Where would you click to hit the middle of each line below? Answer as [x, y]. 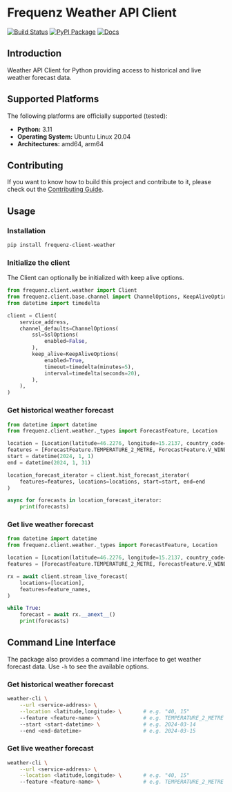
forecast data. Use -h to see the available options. [78, 666]
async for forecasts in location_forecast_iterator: [85, 501]
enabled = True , [64, 360]
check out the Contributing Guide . [56, 189]
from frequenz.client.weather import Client [72, 290]
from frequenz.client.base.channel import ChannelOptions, [94, 297]
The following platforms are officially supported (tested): [87, 116]
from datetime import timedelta [54, 303]
